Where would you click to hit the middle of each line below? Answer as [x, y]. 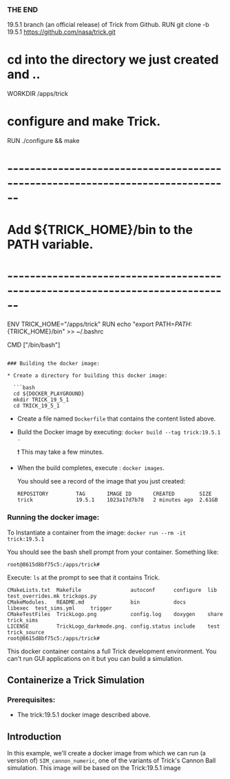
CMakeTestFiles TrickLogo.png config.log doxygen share [115, 614]
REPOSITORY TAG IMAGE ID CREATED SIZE [114, 494]
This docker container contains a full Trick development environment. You [112, 651]
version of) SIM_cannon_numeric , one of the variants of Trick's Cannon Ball [112, 760]
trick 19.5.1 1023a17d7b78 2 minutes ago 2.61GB [117, 500]
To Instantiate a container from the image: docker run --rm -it [96, 532]
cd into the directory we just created [113, 60]
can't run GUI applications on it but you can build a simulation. [95, 658]
